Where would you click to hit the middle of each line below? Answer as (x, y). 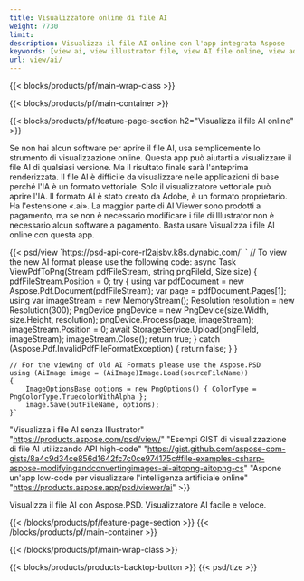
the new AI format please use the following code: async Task (123, 262)
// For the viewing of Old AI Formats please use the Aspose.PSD (135, 365)
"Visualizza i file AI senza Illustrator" (77, 430)
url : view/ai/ (36, 60)
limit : (22, 34)
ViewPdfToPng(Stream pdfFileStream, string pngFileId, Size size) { (133, 271)
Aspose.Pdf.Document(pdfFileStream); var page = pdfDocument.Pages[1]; (148, 290)
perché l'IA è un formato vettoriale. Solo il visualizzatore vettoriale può (140, 186)
